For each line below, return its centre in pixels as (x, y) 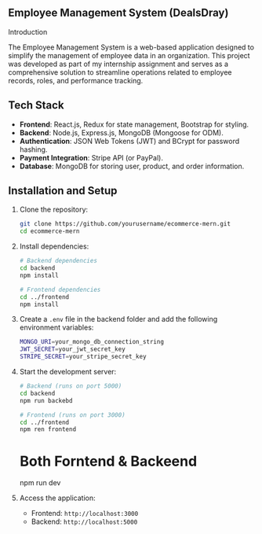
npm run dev (40, 483)
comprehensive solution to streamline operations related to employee (120, 72)
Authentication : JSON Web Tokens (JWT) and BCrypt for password (129, 141)
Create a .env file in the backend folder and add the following (118, 319)
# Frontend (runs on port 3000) (72, 415)
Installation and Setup (63, 191)
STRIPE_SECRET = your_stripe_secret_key (83, 357)
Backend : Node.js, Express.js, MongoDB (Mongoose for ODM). (121, 132)
